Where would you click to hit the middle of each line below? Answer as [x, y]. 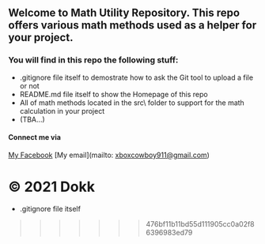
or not [29, 85]
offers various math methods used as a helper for [132, 26]
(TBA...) [32, 119]
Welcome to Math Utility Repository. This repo [124, 13]
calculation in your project [62, 111]
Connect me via [35, 137]
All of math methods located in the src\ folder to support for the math [132, 103]
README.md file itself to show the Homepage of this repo [114, 94]
